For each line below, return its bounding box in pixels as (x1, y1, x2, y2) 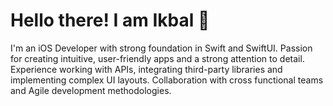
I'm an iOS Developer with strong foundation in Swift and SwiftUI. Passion (10, 42, 313, 54)
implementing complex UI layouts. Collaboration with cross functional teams (10, 74, 324, 86)
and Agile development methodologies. (10, 84, 172, 96)
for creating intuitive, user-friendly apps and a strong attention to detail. (10, 52, 305, 64)
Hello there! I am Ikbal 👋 (10, 9, 210, 32)
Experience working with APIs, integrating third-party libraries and (10, 63, 283, 75)
